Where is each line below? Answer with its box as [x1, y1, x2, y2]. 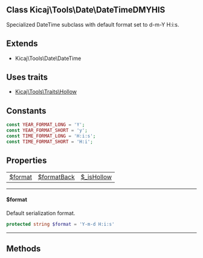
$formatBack [37, 173, 76, 181]
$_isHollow [80, 173, 112, 181]
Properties [6, 156, 47, 166]
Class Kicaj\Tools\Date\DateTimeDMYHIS [6, 5, 166, 15]
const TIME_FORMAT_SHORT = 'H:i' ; [6, 139, 94, 145]
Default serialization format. [6, 209, 76, 217]
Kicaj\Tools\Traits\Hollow [14, 88, 77, 96]
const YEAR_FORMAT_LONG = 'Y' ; [6, 122, 85, 128]
